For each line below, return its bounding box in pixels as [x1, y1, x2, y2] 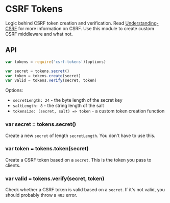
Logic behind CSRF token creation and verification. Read [5, 20, 125, 26]
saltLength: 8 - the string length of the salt [12, 103, 104, 109]
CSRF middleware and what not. [5, 31, 73, 37]
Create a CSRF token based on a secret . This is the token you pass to [5, 156, 152, 163]
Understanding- [125, 20, 159, 26]
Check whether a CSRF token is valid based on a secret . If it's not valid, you [5, 187, 165, 193]
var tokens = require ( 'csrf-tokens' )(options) [5, 59, 106, 64]
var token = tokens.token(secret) [5, 145, 89, 152]
